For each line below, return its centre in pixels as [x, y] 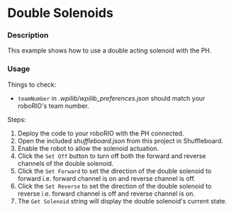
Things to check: [32, 84]
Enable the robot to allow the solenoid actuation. [88, 148]
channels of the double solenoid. [66, 163]
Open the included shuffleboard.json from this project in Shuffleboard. [120, 140]
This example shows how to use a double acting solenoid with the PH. [110, 50]
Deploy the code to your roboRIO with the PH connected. [101, 133]
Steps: [17, 119]
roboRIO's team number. [53, 106]
